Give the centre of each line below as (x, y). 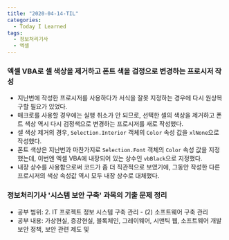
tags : (15, 33)
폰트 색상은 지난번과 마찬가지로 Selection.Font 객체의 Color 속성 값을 (112, 150)
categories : (24, 20)
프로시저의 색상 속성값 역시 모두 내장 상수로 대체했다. (88, 176)
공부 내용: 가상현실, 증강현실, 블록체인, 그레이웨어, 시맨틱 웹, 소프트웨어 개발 (119, 220)
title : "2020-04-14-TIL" (43, 13)
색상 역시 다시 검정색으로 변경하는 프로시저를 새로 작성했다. (104, 124)
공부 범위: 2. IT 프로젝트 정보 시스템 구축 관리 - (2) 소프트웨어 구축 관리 (113, 212)
